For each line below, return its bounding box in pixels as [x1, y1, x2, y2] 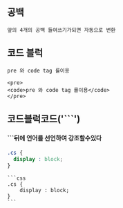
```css [7, 175, 26, 182]
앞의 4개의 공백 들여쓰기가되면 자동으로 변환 [7, 26, 116, 33]
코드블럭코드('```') [7, 113, 81, 125]
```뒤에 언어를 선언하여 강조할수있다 [7, 133, 102, 142]
